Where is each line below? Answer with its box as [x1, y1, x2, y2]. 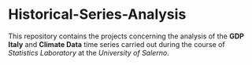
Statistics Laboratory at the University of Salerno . [8, 48, 169, 57]
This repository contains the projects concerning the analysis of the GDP [8, 31, 244, 41]
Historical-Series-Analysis [8, 5, 187, 23]
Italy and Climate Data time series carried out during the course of [8, 39, 226, 49]
